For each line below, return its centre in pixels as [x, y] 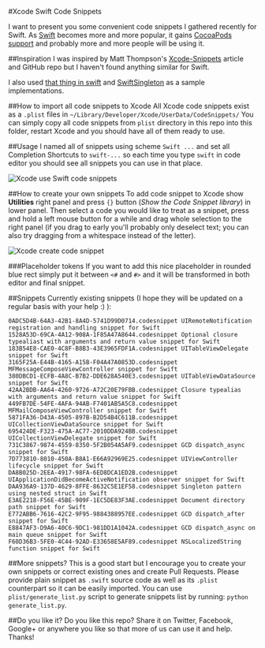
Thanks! [21, 637]
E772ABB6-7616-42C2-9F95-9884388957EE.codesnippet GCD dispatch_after [127, 514]
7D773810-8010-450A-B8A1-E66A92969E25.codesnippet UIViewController [123, 459]
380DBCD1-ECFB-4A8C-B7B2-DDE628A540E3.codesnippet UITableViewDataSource [132, 376]
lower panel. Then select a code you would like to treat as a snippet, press [129, 210]
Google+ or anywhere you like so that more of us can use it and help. [120, 629]
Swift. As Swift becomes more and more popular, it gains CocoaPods [120, 35]
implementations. [36, 91]
